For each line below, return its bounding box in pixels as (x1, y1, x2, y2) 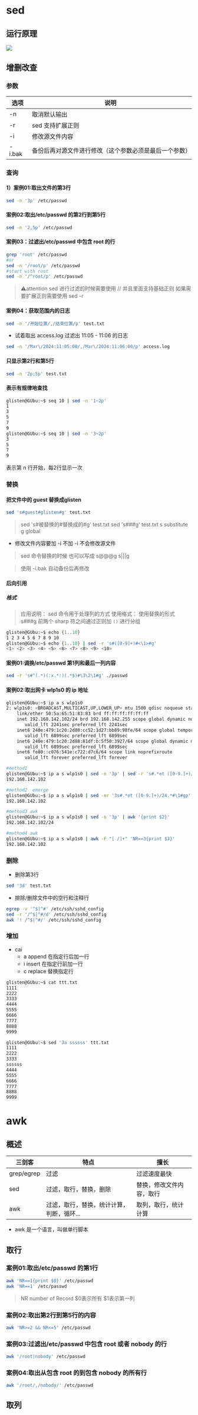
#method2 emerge (6, 787, 49, 793)
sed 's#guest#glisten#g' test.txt (6, 509, 91, 516)
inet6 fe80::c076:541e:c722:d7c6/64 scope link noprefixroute (16, 749, 173, 755)
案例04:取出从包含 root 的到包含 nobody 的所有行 (6, 1368, 147, 1377)
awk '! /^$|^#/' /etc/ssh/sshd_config (6, 917, 101, 923)
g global (20, 528, 41, 535)
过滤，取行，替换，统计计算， (46, 1201, 129, 1209)
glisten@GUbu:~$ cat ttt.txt (6, 979, 78, 985)
